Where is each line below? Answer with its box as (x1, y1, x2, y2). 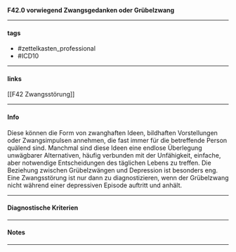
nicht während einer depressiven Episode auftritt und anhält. (7, 181, 183, 189)
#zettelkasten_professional (17, 44, 96, 53)
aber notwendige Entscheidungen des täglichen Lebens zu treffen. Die (7, 158, 212, 167)
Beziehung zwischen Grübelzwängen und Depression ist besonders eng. (7, 165, 218, 175)
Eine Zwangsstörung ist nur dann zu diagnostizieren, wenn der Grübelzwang (7, 173, 230, 182)
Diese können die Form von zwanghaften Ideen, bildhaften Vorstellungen (7, 128, 218, 137)
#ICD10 (17, 52, 39, 61)
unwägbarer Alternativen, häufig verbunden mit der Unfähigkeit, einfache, (7, 151, 221, 159)
